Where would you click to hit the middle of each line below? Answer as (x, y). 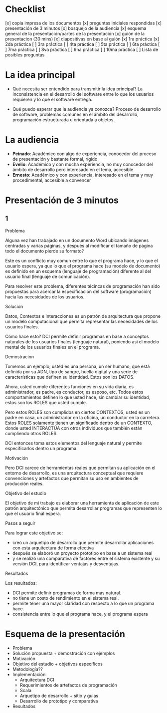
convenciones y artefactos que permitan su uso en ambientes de (72, 478)
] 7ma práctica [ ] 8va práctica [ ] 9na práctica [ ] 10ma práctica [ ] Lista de (82, 49)
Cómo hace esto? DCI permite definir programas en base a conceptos (77, 336)
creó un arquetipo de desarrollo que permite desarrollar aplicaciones (83, 542)
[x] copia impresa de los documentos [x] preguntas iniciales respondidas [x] (83, 23)
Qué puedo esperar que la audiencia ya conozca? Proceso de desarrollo (86, 109)
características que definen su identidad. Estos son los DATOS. (70, 377)
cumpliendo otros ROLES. (32, 433)
